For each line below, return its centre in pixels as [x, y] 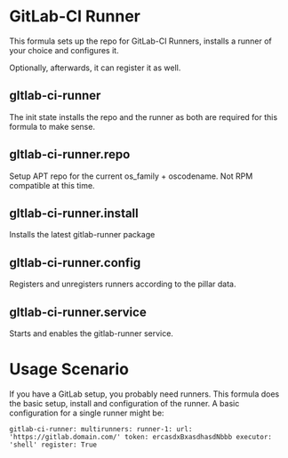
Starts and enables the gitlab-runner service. [91, 333]
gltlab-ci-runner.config [75, 263]
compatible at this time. [52, 185]
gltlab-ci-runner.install [74, 213]
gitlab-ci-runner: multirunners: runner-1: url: [101, 429]
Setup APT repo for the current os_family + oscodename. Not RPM [131, 176]
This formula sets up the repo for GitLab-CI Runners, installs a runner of [141, 41]
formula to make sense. [52, 126]
